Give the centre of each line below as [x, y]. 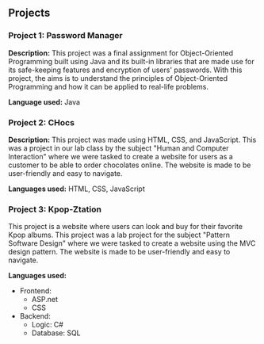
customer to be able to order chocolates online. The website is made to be [130, 165]
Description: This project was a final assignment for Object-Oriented [121, 53]
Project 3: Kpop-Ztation [55, 209]
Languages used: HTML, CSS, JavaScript [77, 189]
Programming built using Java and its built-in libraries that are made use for [132, 61]
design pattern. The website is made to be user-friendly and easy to [119, 252]
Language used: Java [44, 101]
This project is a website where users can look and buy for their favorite [126, 227]
